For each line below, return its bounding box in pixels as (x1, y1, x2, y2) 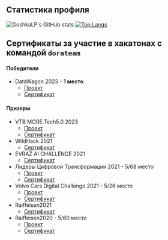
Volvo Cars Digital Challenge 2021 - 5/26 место (14, 182, 133, 189)
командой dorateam (6, 48, 81, 58)
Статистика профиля (6, 5, 90, 15)
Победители (6, 65, 39, 72)
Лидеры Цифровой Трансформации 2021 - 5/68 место (14, 163, 154, 170)
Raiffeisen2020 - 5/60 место (14, 214, 87, 221)
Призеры (6, 105, 31, 112)
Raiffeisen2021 (14, 201, 52, 209)
